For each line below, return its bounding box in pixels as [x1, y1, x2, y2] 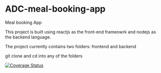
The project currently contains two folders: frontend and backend [5, 43, 136, 49]
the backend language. [5, 34, 51, 40]
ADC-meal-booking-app [5, 3, 106, 15]
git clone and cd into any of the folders [5, 53, 83, 59]
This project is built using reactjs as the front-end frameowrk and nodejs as [5, 29, 156, 35]
